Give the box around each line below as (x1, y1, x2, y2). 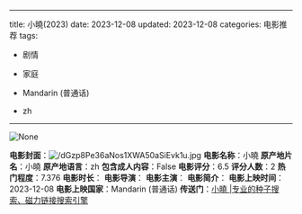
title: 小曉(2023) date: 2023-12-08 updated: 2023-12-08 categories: (9, 19, 262, 30)
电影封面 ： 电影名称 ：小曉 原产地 (9, 150, 285, 160)
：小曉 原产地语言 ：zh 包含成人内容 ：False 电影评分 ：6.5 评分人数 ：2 (17, 161, 276, 172)
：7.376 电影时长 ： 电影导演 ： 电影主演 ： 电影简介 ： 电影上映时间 (32, 173, 277, 183)
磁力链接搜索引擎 (24, 195, 88, 205)
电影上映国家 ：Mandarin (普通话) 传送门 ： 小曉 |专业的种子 (56, 183, 272, 194)
